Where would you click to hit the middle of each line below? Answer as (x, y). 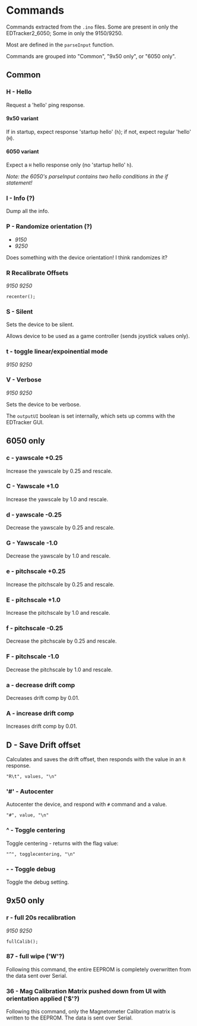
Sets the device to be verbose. (44, 404)
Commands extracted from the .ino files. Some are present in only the (92, 27)
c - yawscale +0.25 (35, 458)
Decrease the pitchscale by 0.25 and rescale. (61, 641)
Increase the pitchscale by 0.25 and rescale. (60, 584)
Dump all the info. (28, 211)
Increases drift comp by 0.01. (42, 726)
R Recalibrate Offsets (37, 273)
